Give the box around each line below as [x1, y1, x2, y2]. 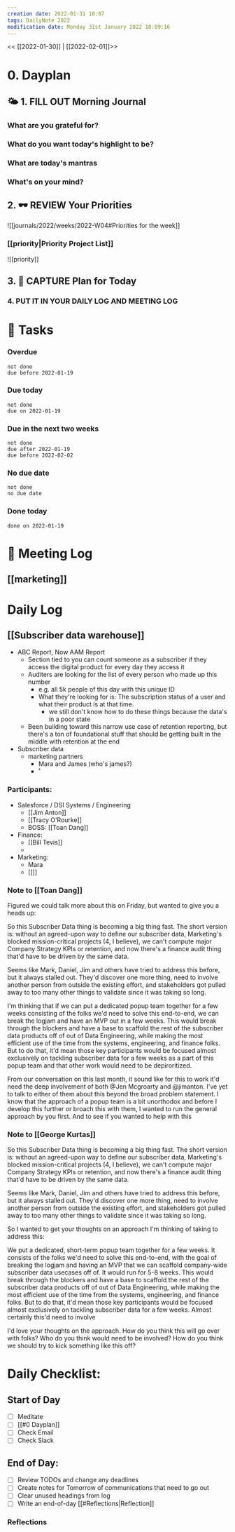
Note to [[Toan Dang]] [7, 885, 83, 895]
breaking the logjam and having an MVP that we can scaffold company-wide [7, 1261, 227, 1270]
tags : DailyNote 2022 [7, 17, 71, 24]
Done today [7, 506, 48, 516]
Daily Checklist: [7, 1366, 101, 1382]
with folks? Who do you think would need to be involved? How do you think [7, 1334, 224, 1343]
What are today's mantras [7, 158, 98, 168]
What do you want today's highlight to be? [7, 139, 154, 149]
